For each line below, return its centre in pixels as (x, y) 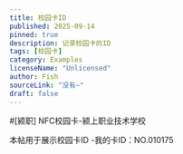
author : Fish (34, 77)
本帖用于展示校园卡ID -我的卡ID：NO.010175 (91, 140)
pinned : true (34, 34)
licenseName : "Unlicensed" (60, 69)
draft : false (34, 93)
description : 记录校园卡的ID (60, 43)
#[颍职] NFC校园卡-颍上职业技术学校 (78, 120)
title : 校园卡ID (38, 18)
